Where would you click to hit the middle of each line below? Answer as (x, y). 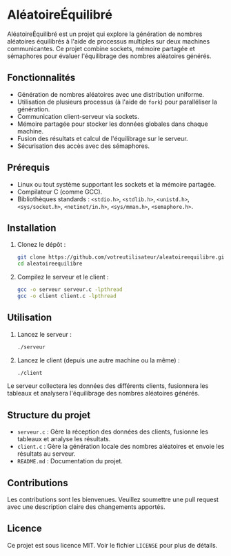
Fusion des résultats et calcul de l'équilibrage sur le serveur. (102, 138)
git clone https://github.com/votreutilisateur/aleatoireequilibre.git (122, 257)
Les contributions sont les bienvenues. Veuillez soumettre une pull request (113, 500)
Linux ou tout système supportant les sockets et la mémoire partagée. (117, 184)
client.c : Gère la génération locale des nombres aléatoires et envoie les (121, 447)
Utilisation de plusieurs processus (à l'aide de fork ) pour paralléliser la (117, 102)
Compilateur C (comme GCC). (60, 192)
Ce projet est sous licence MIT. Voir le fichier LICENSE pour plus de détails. (112, 545)
